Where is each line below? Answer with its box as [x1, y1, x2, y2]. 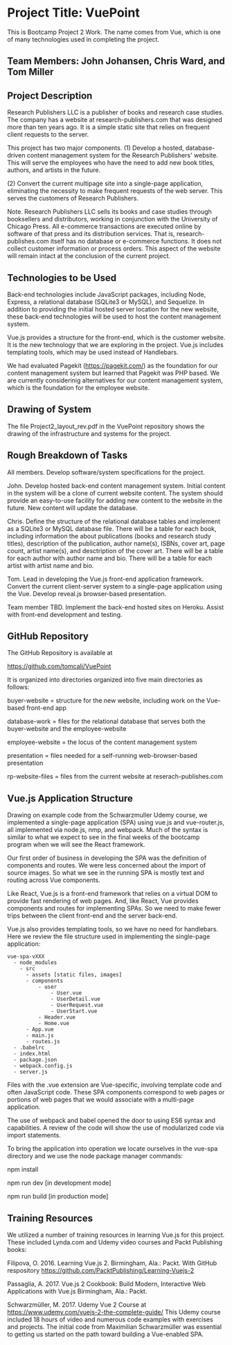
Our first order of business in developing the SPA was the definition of [7, 854, 207, 862]
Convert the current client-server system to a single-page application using [7, 582, 223, 591]
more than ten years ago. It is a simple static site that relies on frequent [7, 123, 210, 131]
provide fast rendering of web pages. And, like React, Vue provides [7, 897, 199, 905]
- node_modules [13, 959, 57, 966]
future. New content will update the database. [7, 503, 138, 511]
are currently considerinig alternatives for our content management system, [7, 376, 224, 384]
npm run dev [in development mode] [7, 1178, 111, 1187]
